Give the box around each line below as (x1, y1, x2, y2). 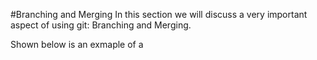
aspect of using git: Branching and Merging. (10, 19, 192, 31)
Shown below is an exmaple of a (10, 39, 144, 50)
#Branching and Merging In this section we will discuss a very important (10, 9, 308, 20)
